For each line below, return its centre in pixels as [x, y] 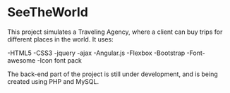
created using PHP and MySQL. [53, 81]
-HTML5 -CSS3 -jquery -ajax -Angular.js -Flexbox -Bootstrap [96, 53]
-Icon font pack [60, 60]
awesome [22, 60]
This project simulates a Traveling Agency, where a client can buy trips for [115, 32]
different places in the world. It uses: [61, 39]
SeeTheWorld [48, 12]
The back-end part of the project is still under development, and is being [113, 74]
